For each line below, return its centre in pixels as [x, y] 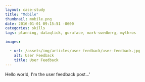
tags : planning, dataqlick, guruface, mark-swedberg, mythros [71, 33]
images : [13, 42]
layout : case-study [25, 10]
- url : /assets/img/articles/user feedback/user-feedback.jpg [75, 51]
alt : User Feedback [34, 55]
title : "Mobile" [22, 14]
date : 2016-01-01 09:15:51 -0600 [40, 24]
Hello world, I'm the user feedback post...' [48, 74]
